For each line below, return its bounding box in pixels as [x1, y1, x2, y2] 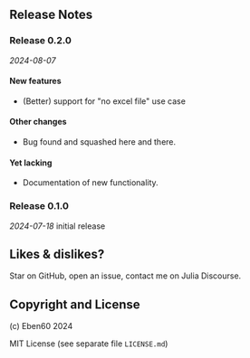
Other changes [9, 117, 67, 127]
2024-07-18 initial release [9, 221, 106, 231]
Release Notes [9, 7, 93, 23]
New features [9, 76, 62, 87]
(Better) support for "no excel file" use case [22, 95, 186, 107]
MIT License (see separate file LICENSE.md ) [9, 338, 168, 349]
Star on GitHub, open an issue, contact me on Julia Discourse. [9, 270, 242, 281]
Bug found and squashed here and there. [22, 137, 177, 147]
